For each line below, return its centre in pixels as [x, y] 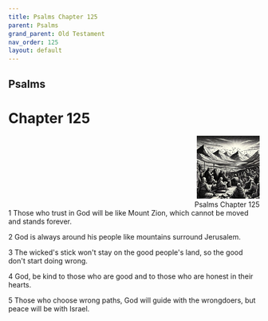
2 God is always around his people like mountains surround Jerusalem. [125, 237]
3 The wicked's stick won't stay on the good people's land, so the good [126, 252]
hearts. [20, 285]
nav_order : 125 [33, 42]
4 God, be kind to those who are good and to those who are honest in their [131, 276]
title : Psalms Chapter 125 [53, 17]
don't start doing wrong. [48, 261]
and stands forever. [40, 222]
